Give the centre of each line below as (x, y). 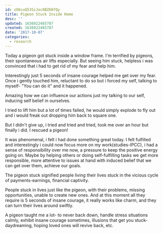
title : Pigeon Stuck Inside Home (39, 14)
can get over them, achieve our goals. (43, 165)
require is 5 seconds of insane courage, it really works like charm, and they (81, 200)
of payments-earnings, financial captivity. (47, 180)
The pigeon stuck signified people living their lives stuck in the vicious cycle (82, 175)
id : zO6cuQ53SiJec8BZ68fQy (33, 10)
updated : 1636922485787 (29, 23)
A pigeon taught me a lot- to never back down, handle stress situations (77, 215)
